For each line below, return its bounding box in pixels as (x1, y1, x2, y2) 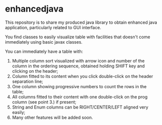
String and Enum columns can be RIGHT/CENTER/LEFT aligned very (12, 104, 149, 110)
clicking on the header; (12, 68, 58, 74)
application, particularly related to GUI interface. (5, 24, 101, 30)
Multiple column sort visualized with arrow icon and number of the (12, 58, 145, 63)
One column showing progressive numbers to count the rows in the (12, 83, 147, 89)
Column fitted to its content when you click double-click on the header (12, 73, 153, 79)
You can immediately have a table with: (5, 48, 83, 54)
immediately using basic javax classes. (5, 39, 82, 45)
